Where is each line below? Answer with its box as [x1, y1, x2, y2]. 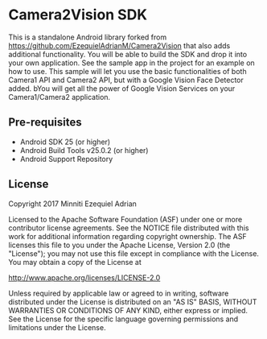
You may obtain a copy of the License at [8, 257, 142, 267]
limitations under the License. [8, 322, 106, 332]
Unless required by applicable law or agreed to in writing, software [8, 288, 229, 298]
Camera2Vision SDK [8, 6, 147, 24]
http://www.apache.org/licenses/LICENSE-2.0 [8, 272, 161, 283]
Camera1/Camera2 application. [8, 92, 111, 101]
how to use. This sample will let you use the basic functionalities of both [8, 66, 247, 76]
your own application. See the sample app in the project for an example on [8, 58, 255, 68]
